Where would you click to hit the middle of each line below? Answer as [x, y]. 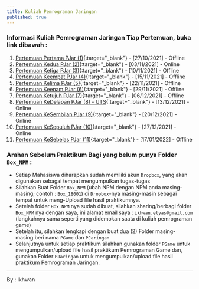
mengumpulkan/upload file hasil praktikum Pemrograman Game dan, [99, 250]
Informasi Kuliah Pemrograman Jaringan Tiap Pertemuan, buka [99, 38]
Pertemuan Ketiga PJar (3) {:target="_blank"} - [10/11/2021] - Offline [97, 70]
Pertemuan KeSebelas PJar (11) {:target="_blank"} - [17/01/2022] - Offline [104, 139]
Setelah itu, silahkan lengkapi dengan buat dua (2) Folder [84, 231]
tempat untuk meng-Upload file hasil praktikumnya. [78, 200]
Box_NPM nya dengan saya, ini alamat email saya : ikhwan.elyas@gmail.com [104, 212]
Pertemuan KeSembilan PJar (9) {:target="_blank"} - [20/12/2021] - [96, 114]
